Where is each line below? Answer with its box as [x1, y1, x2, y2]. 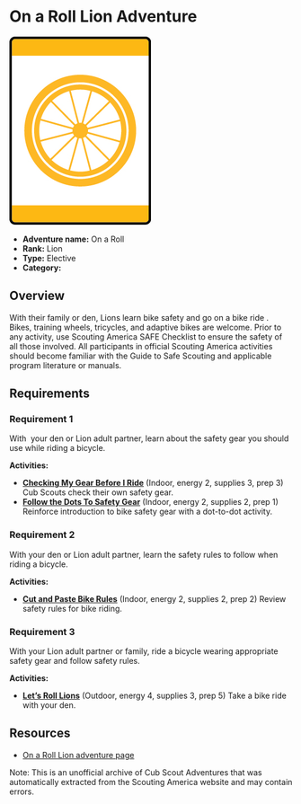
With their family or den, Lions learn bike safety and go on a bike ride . [9, 312, 270, 322]
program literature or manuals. [9, 359, 122, 370]
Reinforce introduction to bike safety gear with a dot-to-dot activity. [22, 506, 272, 517]
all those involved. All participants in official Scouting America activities [9, 340, 273, 351]
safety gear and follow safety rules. [9, 656, 141, 667]
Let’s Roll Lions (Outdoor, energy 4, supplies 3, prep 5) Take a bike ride [22, 690, 288, 702]
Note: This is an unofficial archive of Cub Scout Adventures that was [9, 766, 262, 778]
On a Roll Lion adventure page [22, 749, 135, 760]
